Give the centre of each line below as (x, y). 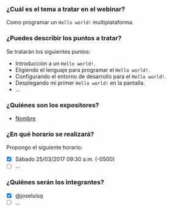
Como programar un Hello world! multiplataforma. (70, 23)
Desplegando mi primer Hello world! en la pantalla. (80, 83)
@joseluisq (29, 195)
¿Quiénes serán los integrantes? (56, 182)
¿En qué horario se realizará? (50, 134)
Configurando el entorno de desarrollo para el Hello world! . (91, 76)
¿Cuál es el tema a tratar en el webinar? (66, 9)
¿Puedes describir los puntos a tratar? (64, 38)
